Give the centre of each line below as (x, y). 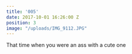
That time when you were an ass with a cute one (66, 45)
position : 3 (21, 23)
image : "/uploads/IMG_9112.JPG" (46, 28)
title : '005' (22, 12)
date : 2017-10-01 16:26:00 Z (43, 17)
